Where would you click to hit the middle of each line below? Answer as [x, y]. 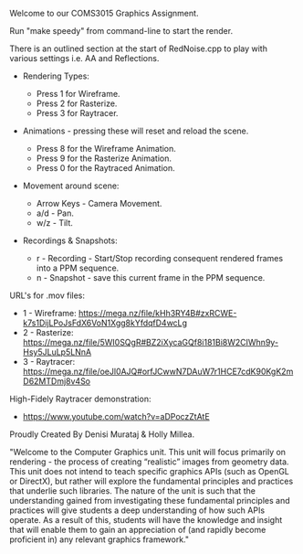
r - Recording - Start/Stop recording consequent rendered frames [160, 258]
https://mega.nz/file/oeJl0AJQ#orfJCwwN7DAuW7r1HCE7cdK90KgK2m [158, 371]
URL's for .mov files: [47, 295]
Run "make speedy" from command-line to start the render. [121, 31]
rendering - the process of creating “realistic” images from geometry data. [149, 462]
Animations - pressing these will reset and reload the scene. [136, 131]
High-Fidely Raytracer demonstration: [80, 399]
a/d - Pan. [55, 213]
